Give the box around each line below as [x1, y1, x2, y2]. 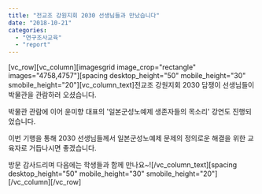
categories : [8, 26, 47, 34]
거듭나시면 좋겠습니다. [28, 144, 97, 153]
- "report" [15, 41, 51, 49]
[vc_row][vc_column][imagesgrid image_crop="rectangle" [8, 62, 197, 72]
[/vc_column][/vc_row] [8, 177, 82, 187]
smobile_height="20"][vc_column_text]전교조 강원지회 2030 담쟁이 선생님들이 [8, 80, 255, 90]
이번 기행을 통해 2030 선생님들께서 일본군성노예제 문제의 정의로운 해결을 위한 [8, 133, 246, 143]
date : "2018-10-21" [8, 19, 72, 27]
